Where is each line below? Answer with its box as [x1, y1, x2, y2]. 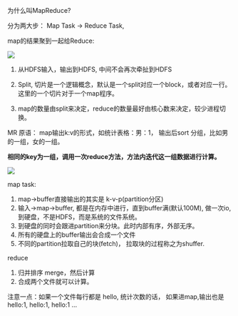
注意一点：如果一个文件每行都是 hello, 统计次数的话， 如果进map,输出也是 [7, 292, 224, 301]
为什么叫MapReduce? [7, 6, 71, 14]
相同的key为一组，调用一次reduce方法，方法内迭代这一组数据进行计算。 [7, 153, 221, 160]
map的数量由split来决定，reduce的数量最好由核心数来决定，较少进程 [17, 104, 220, 113]
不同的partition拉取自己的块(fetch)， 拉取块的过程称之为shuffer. [17, 240, 205, 248]
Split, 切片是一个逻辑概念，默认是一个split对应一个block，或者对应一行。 [17, 81, 232, 88]
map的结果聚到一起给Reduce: [7, 36, 95, 45]
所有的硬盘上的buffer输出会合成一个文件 [17, 230, 136, 239]
